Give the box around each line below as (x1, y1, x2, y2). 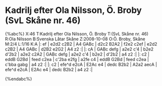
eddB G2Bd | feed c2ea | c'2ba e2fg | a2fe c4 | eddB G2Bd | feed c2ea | (5, 56, 149, 62)
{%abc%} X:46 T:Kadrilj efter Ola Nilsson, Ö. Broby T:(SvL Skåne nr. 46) (5, 31, 148, 37)
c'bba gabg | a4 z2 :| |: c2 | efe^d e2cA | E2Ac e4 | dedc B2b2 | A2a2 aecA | (5, 61, 157, 67)
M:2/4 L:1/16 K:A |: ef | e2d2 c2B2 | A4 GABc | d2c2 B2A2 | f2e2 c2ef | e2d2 (5, 41, 158, 47)
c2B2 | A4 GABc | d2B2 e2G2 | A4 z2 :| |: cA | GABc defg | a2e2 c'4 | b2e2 (5, 46, 154, 52)
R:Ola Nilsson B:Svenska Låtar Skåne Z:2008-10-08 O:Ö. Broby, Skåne (5, 36, 146, 42)
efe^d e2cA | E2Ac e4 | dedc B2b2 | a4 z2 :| (5, 66, 93, 72)
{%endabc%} (5, 76, 32, 82)
